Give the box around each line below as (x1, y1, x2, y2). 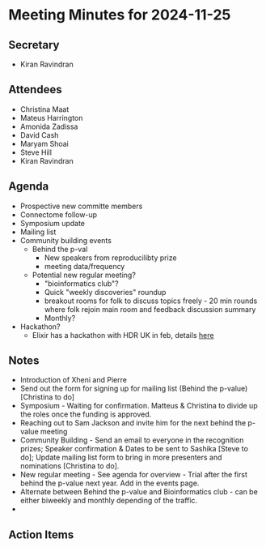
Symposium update (19, 218, 86, 228)
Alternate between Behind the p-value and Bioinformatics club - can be (19, 487, 259, 497)
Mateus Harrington (19, 113, 83, 122)
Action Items (8, 528, 74, 541)
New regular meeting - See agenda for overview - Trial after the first (19, 470, 248, 480)
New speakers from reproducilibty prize (44, 253, 177, 263)
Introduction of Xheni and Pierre (19, 375, 128, 385)
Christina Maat (19, 104, 70, 114)
